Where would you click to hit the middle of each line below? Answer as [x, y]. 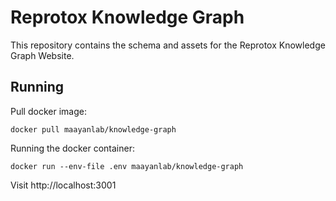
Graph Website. [42, 55]
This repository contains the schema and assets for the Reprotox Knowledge [168, 45]
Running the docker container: [72, 148]
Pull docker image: [48, 111]
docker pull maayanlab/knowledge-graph [93, 129]
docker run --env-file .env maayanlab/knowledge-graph [127, 166]
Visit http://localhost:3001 [63, 185]
